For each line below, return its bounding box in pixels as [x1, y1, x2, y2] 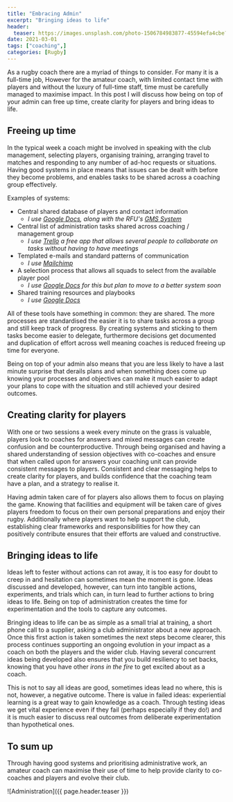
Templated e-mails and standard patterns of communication [17, 251, 189, 260]
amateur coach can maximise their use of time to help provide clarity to [7, 767, 211, 775]
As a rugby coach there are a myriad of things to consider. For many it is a [7, 67, 218, 76]
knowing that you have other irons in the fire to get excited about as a [7, 662, 206, 671]
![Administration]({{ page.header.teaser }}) [7, 787, 129, 796]
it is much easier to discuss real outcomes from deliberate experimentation [7, 713, 221, 721]
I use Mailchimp [27, 258, 74, 267]
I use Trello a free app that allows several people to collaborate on [27, 237, 218, 245]
